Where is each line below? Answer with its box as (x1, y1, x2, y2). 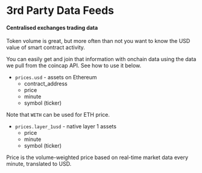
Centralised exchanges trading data (6, 24, 98, 31)
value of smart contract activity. (6, 44, 86, 51)
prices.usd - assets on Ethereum (14, 74, 98, 81)
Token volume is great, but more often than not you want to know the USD (6, 38, 191, 45)
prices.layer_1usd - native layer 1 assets (14, 123, 116, 130)
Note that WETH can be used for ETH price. (6, 111, 110, 119)
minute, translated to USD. (6, 160, 72, 168)
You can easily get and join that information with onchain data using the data (6, 56, 197, 63)
